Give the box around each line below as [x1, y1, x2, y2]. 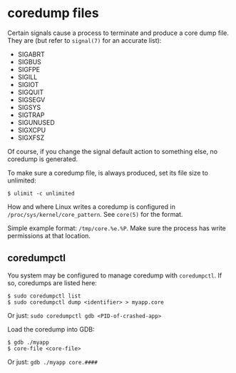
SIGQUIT [17, 88, 44, 96]
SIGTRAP [17, 111, 45, 119]
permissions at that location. [7, 231, 91, 240]
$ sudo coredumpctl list [7, 292, 81, 300]
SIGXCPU [17, 126, 46, 134]
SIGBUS [17, 57, 41, 66]
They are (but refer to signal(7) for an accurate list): [7, 36, 162, 44]
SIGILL [17, 73, 38, 81]
